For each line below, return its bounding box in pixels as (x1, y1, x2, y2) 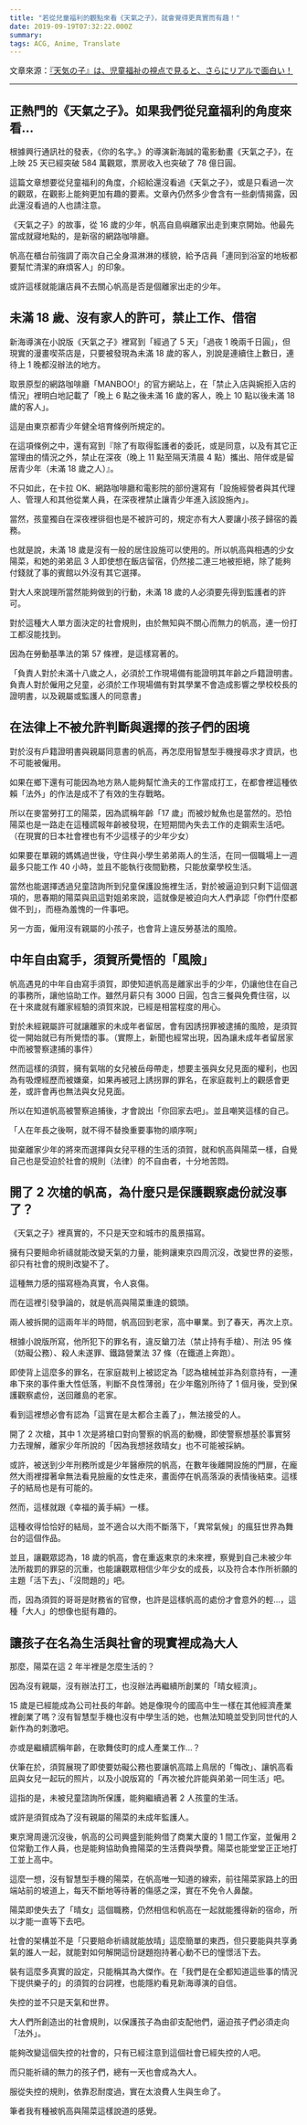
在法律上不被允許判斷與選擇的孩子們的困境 (9, 719, 249, 736)
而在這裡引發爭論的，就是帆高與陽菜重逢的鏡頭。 (9, 1297, 194, 1308)
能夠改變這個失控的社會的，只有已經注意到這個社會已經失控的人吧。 (9, 2047, 266, 2058)
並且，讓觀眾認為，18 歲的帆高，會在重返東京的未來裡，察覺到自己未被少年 (9, 1552, 292, 1563)
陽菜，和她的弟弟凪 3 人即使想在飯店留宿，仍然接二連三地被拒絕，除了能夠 (9, 555, 291, 567)
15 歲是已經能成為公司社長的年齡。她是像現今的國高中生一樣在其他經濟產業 (9, 1700, 292, 1711)
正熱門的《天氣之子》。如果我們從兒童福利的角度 (9, 102, 281, 119)
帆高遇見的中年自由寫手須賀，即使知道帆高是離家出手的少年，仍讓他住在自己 (9, 978, 298, 989)
